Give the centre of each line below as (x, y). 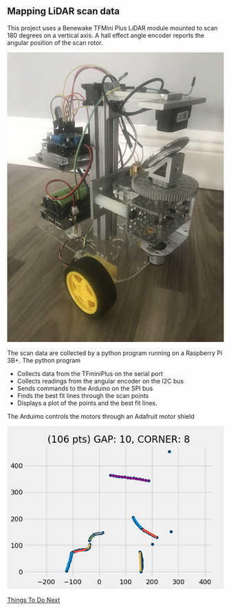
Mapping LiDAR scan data (64, 11)
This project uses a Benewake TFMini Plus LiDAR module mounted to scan (112, 28)
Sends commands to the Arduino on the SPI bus (85, 388)
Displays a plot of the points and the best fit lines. (87, 403)
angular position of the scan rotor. (55, 42)
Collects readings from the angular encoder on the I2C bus (100, 381)
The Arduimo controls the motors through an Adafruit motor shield (101, 416)
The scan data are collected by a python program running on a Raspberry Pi (115, 353)
